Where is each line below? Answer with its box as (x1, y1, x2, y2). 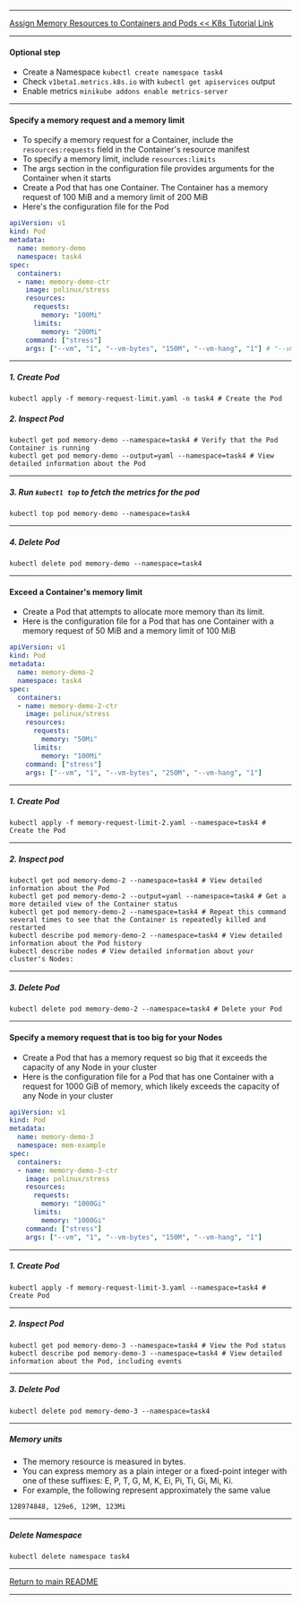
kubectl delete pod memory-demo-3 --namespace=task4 (9, 1407, 211, 1416)
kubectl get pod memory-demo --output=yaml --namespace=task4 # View (9, 451, 275, 460)
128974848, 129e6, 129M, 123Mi (9, 1503, 126, 1512)
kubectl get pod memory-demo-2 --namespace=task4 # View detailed (9, 876, 262, 885)
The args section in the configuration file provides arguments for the (21, 163, 275, 174)
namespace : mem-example (17, 1141, 106, 1150)
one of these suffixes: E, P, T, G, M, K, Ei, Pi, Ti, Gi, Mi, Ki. (21, 1476, 234, 1486)
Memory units (9, 1433, 63, 1445)
